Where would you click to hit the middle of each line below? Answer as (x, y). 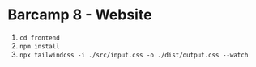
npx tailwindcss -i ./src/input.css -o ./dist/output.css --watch (134, 55)
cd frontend (39, 38)
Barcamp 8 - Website (80, 15)
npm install (39, 46)
